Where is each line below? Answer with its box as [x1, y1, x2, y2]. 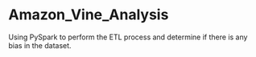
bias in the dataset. [8, 40, 72, 50]
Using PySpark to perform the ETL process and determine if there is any [8, 32, 248, 42]
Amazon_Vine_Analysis [8, 6, 169, 24]
